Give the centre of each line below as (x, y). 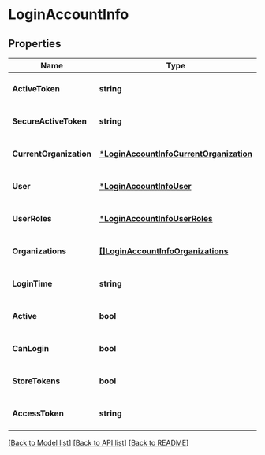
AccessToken (38, 413)
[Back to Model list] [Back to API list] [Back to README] (99, 443)
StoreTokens (36, 381)
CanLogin (31, 348)
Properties (35, 44)
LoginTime (32, 283)
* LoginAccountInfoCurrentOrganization (175, 154)
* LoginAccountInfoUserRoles (156, 218)
